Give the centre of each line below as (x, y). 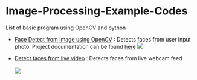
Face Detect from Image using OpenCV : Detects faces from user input (102, 39)
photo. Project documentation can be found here (75, 46)
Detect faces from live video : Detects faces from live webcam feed (98, 58)
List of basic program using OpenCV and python (66, 28)
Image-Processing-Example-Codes (97, 11)
